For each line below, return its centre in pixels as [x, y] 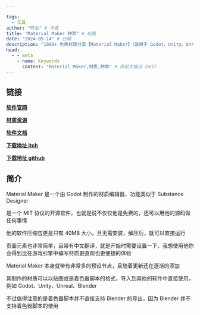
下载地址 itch [22, 146]
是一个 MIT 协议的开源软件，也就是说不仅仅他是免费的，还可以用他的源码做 [99, 213]
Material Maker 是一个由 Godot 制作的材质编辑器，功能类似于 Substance [95, 194]
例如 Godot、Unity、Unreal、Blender [51, 286]
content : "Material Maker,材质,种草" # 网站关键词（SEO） [90, 67]
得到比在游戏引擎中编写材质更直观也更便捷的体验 [71, 253]
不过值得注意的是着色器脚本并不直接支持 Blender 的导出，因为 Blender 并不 [99, 298]
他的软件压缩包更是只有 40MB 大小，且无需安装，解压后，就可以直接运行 [96, 233]
